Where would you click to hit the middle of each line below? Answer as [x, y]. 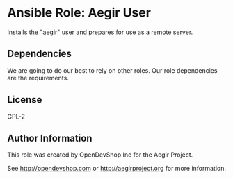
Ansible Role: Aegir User [79, 13]
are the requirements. [38, 78]
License [25, 100]
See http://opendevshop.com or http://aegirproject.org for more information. [117, 169]
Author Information [50, 138]
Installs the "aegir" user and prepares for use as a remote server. [100, 32]
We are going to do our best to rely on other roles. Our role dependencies [112, 70]
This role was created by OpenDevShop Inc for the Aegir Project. [100, 155]
